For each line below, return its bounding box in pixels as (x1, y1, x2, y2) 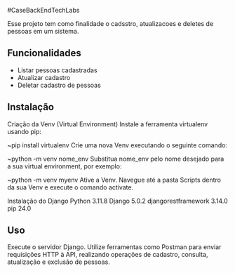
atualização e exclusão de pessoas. (7, 258, 110, 266)
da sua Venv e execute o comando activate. (7, 182, 134, 192)
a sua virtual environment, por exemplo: (7, 161, 122, 171)
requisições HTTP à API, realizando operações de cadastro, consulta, (7, 251, 208, 259)
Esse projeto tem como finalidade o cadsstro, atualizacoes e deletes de (7, 20, 214, 27)
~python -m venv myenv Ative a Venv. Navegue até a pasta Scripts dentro (7, 175, 221, 184)
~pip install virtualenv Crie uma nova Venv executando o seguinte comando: (7, 140, 228, 149)
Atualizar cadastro (17, 73, 71, 81)
